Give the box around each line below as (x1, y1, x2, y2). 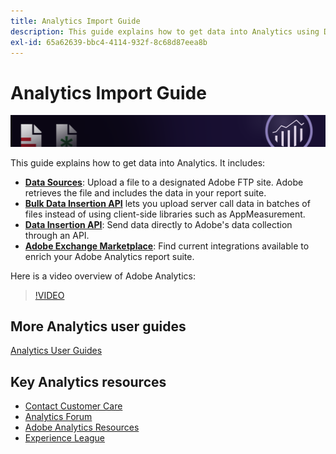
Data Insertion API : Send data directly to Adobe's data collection (24, 218, 293, 230)
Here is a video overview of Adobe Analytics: (10, 270, 197, 282)
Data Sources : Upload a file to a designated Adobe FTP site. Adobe (24, 176, 304, 188)
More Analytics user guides (10, 318, 187, 335)
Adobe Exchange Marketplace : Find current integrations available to (24, 240, 310, 252)
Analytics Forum (24, 411, 93, 423)
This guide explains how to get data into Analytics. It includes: (10, 156, 266, 169)
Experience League (24, 432, 106, 444)
